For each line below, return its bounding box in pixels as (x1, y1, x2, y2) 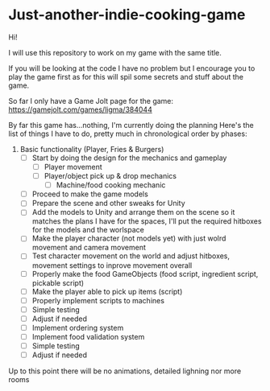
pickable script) (31, 278, 85, 287)
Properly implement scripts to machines (31, 295, 165, 305)
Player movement (44, 163, 102, 171)
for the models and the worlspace (31, 225, 145, 235)
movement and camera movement (31, 243, 147, 253)
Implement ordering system (31, 323, 124, 332)
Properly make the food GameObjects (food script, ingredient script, (31, 269, 259, 278)
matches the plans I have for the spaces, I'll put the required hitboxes (31, 216, 262, 226)
